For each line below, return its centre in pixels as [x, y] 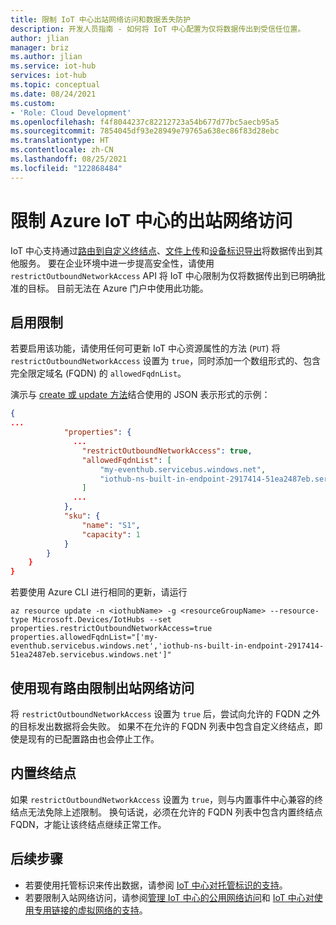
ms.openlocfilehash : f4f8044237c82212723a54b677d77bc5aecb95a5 [145, 122]
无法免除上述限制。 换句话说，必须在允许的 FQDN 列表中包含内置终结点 [175, 812]
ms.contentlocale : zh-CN [62, 150]
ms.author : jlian [46, 57]
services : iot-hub [48, 76]
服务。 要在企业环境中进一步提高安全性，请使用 [116, 263]
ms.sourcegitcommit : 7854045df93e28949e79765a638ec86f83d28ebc [145, 131]
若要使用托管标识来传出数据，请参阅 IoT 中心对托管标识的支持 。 [156, 885]
